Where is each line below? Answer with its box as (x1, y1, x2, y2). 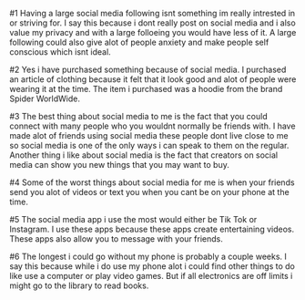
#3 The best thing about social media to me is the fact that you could (9, 111, 268, 121)
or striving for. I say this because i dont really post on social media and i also (9, 17, 296, 28)
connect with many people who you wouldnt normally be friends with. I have (9, 120, 296, 131)
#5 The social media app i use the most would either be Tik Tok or (9, 214, 258, 224)
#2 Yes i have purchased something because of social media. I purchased (9, 64, 287, 75)
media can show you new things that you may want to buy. (9, 160, 229, 170)
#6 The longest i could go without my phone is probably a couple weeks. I (9, 251, 287, 262)
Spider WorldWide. (9, 93, 80, 104)
